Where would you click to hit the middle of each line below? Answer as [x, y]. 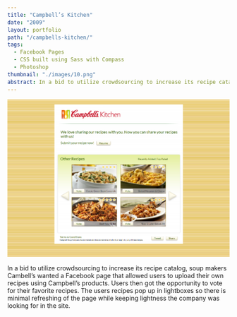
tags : [15, 45]
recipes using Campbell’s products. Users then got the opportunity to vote [115, 283]
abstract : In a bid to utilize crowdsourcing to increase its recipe [112, 82]
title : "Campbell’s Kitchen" [50, 15]
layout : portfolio [34, 30]
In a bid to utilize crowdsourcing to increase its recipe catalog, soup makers [117, 268]
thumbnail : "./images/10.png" [52, 74]
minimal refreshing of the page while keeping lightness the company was [114, 298]
